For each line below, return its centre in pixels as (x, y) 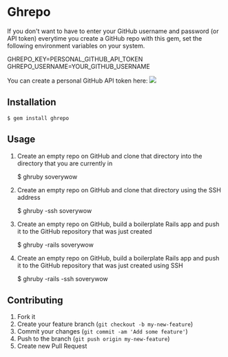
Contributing (35, 300)
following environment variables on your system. (76, 45)
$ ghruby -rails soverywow (55, 245)
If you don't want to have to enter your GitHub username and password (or (113, 31)
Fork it (26, 317)
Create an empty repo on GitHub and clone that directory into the (110, 156)
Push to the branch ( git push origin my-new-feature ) (93, 339)
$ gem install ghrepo (38, 118)
